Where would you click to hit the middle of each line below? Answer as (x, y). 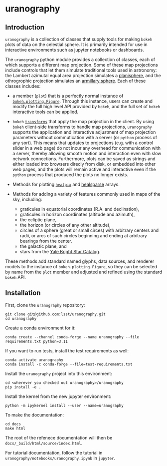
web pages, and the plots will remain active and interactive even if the (84, 169)
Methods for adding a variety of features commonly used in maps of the (86, 194)
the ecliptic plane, (38, 220)
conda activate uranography (34, 360)
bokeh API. (16, 277)
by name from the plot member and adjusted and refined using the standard (84, 272)
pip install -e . (23, 387)
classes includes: (23, 86)
